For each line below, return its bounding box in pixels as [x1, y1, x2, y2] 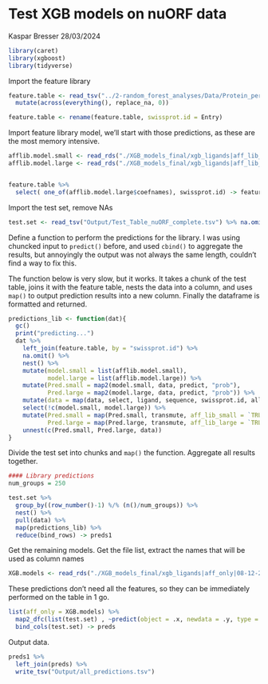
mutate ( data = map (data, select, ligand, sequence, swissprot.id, [22, 397, 248, 405]
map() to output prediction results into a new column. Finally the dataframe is [8, 290, 260, 300]
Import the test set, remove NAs [8, 202, 113, 212]
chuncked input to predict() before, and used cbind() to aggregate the [8, 241, 243, 250]
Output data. [8, 637, 49, 646]
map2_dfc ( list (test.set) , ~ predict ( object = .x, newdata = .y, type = [15, 615, 259, 624]
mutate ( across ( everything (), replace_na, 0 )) [15, 99, 170, 107]
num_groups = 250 [8, 479, 66, 488]
